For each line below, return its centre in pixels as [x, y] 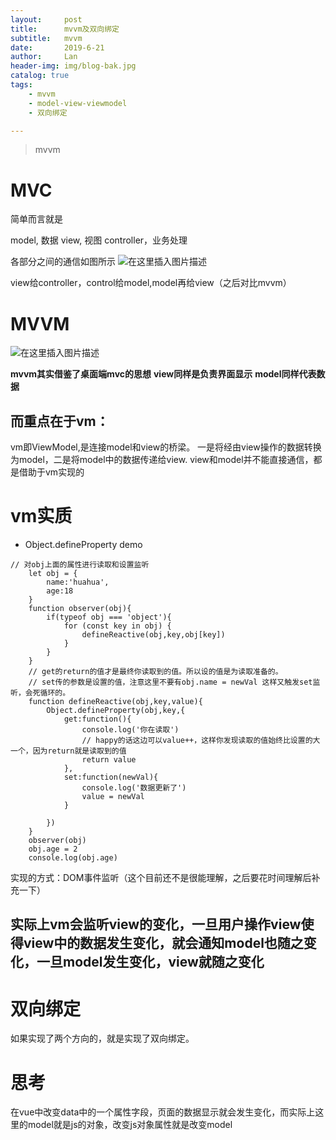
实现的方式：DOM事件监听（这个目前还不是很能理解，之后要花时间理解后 [161, 877]
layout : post [46, 19]
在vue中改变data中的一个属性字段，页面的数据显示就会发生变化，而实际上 [163, 1112]
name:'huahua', [78, 582]
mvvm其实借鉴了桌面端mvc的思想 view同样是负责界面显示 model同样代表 [163, 374]
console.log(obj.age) [73, 858]
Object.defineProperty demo [83, 544]
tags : [21, 85]
